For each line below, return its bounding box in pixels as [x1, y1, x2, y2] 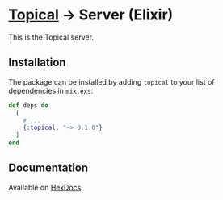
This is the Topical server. [8, 32, 95, 42]
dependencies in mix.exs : [8, 85, 94, 95]
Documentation [8, 161, 89, 175]
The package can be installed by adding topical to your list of [8, 77, 215, 86]
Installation [8, 56, 66, 69]
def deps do [8, 101, 48, 110]
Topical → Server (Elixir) [8, 6, 174, 24]
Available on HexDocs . [8, 182, 83, 192]
